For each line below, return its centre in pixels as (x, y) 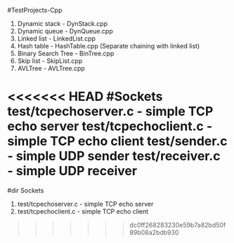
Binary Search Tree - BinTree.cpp (66, 53)
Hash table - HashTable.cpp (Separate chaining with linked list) (109, 46)
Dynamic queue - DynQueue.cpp (65, 31)
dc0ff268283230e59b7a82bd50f (178, 225)
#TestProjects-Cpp (35, 10)
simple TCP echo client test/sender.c (117, 141)
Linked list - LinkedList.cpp (57, 39)
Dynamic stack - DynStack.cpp (62, 23)
